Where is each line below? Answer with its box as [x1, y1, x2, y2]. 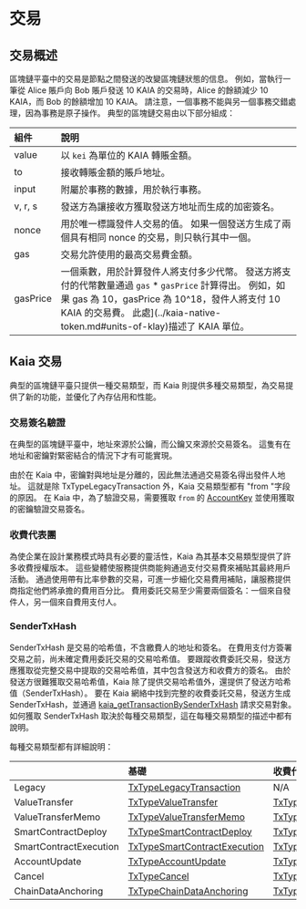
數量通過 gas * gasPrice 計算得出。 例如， [97, 279, 276, 292]
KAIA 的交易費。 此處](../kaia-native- [60, 306, 221, 319]
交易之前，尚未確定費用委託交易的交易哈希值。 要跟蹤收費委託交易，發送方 [9, 653, 291, 664]
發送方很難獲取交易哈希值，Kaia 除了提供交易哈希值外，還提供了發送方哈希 [9, 676, 291, 687]
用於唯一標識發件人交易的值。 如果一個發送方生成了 [60, 218, 282, 230]
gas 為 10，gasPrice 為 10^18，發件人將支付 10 [72, 293, 280, 305]
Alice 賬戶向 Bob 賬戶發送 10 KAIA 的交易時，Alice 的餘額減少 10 [26, 85, 269, 96]
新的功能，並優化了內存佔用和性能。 [25, 391, 161, 402]
